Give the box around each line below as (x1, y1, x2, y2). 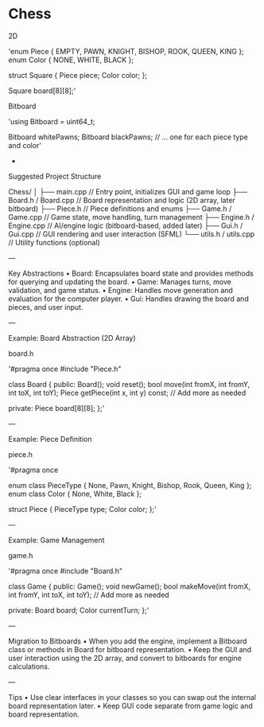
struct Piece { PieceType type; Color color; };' (8, 504, 157, 514)
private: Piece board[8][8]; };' (8, 403, 105, 412)
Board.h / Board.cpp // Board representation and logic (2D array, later (8, 195, 236, 205)
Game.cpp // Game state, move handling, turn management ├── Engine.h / (8, 212, 254, 221)
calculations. (8, 662, 50, 671)
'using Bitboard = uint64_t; (8, 116, 95, 126)
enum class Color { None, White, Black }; (8, 489, 142, 498)
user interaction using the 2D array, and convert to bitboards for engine (8, 653, 243, 663)
